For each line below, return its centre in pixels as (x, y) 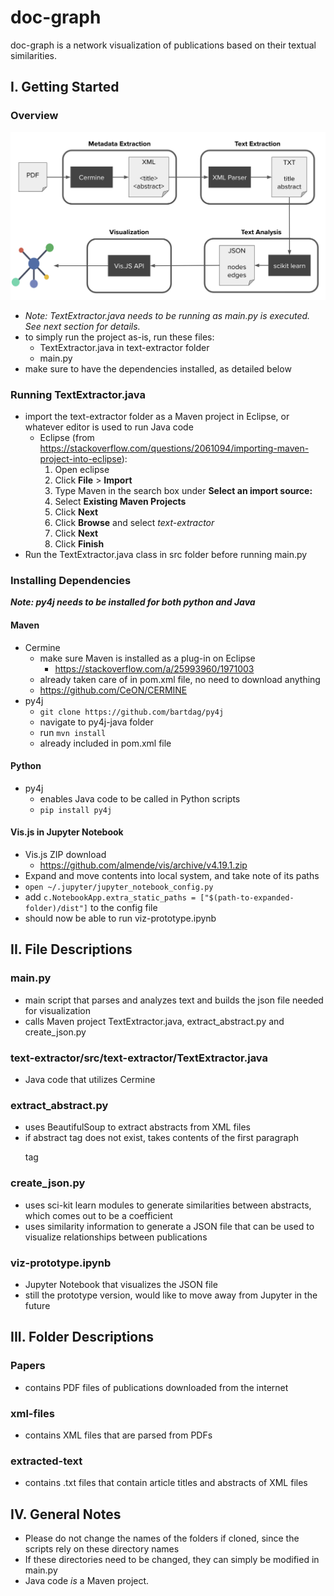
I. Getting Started (65, 87)
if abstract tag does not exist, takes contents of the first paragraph (162, 1138)
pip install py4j (76, 810)
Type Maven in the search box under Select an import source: (183, 491)
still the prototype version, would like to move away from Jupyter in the (171, 1295)
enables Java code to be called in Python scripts (140, 798)
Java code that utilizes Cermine (90, 1080)
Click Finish (79, 544)
